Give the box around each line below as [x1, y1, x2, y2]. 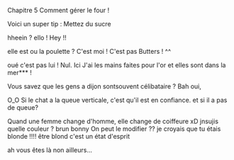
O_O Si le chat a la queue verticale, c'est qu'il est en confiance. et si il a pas [7, 96, 228, 104]
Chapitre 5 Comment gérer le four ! [7, 6, 110, 14]
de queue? [7, 103, 39, 112]
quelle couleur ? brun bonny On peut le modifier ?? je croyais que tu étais [7, 125, 221, 133]
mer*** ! [7, 69, 32, 76]
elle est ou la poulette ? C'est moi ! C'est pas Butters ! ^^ [7, 47, 172, 55]
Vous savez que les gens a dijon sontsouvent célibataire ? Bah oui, [7, 82, 202, 91]
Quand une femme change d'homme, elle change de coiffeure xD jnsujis [7, 117, 218, 125]
